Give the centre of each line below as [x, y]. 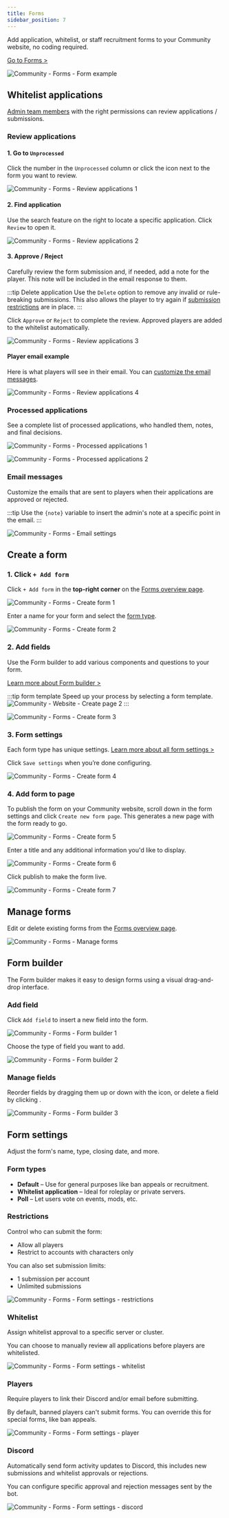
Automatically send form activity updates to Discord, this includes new [107, 1466]
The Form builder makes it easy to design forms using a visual [95, 980]
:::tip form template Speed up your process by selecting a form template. [110, 696]
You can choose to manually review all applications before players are [106, 1345]
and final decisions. [35, 432]
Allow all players [40, 1244]
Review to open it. [32, 227]
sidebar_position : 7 [37, 20]
